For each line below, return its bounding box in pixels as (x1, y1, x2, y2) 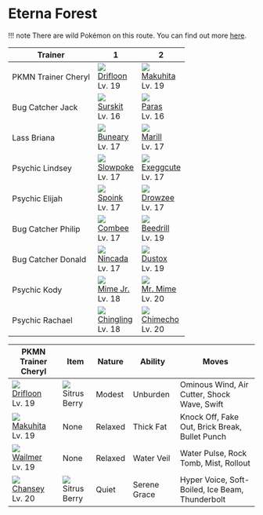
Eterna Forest (8, 5, 98, 23)
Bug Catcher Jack (12, 101, 78, 112)
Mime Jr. (97, 283, 131, 294)
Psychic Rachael (12, 315, 73, 326)
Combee (97, 222, 129, 233)
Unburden (132, 389, 170, 400)
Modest (95, 389, 124, 400)
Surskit (97, 100, 124, 111)
